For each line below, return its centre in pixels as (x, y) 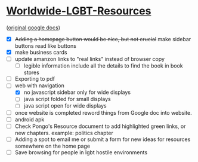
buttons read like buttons (45, 46)
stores (32, 72)
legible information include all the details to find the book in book (103, 66)
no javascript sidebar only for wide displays (77, 92)
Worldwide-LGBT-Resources (79, 11)
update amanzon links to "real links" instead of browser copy (90, 59)
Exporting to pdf (35, 79)
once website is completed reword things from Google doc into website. (103, 112)
